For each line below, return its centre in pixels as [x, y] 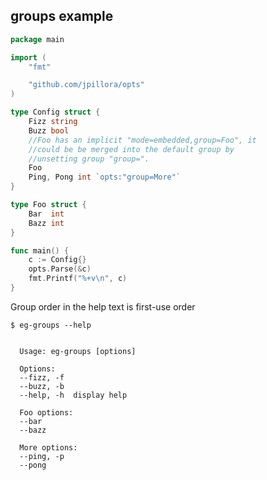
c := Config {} [57, 260]
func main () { [40, 250]
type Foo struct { [48, 205]
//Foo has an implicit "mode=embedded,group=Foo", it [142, 140]
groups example [62, 16]
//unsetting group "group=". [89, 159]
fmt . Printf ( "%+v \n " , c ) [78, 279]
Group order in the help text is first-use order [103, 306]
